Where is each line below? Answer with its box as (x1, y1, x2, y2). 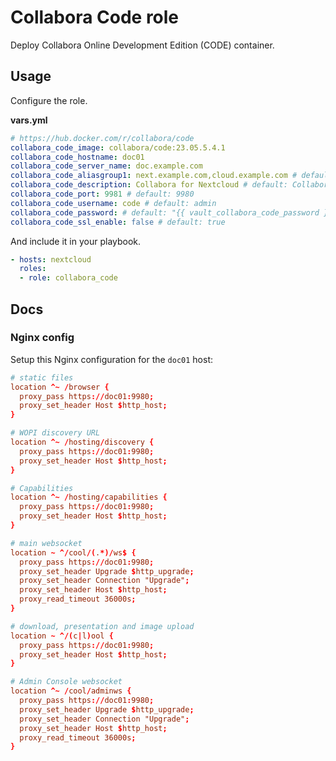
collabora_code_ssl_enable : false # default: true (10, 217, 226, 227)
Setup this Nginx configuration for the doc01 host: (10, 353, 214, 365)
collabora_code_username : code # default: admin (10, 198, 217, 208)
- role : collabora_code (19, 273, 118, 283)
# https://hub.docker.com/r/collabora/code (10, 133, 195, 143)
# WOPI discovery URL (10, 428, 101, 438)
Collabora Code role (10, 6, 180, 29)
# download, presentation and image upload (10, 621, 195, 631)
